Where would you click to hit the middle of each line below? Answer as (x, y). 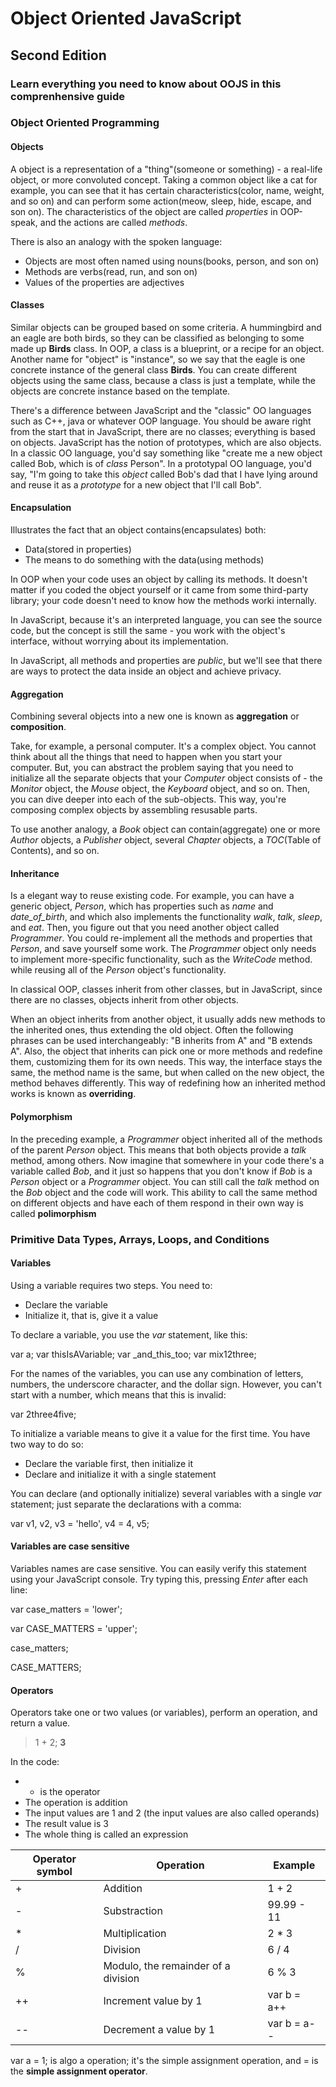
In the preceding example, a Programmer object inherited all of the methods (166, 1139)
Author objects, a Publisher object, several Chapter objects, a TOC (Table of (166, 840)
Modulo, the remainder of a (167, 1966)
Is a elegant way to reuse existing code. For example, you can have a (152, 896)
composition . (38, 727)
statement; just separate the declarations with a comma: (126, 1504)
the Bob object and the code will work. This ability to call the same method (164, 1192)
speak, (24, 222)
